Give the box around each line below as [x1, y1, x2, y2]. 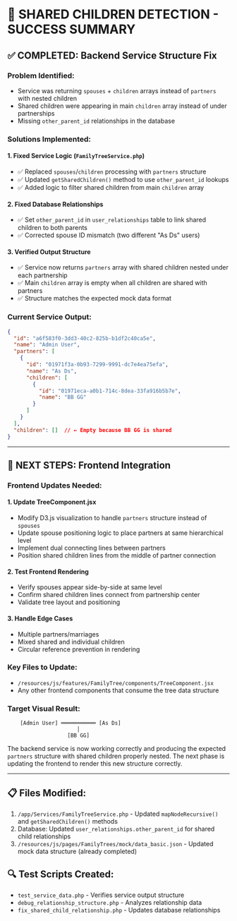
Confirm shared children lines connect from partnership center [17, 591, 200, 599]
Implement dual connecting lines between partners [17, 543, 166, 553]
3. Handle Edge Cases [7, 614, 73, 622]
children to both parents [17, 224, 88, 232]
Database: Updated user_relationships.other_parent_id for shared [17, 824, 215, 833]
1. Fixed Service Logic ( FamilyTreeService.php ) [7, 152, 145, 160]
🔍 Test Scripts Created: [7, 868, 114, 881]
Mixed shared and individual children [17, 637, 125, 646]
